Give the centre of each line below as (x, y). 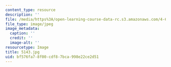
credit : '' (21, 38)
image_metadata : (22, 29)
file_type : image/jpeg (29, 24)
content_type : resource (31, 10)
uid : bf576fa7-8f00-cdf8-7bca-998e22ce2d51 (52, 57)
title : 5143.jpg (22, 52)
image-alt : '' (25, 43)
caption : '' (23, 33)
